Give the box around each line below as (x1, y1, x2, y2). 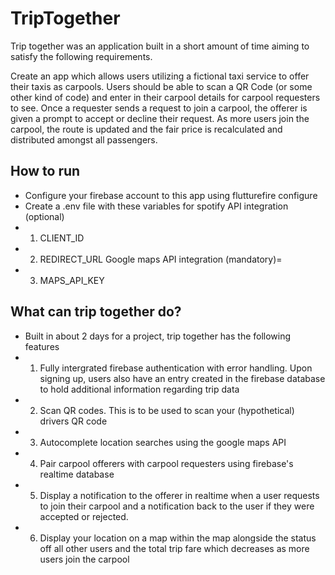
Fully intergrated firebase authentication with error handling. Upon (39, 362, 313, 374)
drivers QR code (39, 415, 108, 427)
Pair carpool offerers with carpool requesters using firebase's (39, 457, 294, 469)
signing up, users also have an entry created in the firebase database (39, 372, 326, 384)
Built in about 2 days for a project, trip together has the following (24, 330, 292, 342)
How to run (10, 163, 81, 180)
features (24, 340, 60, 352)
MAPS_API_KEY (39, 274, 105, 286)
